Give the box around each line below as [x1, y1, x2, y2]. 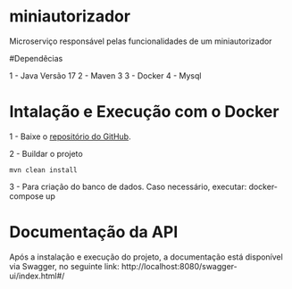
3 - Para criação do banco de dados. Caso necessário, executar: [9, 181, 247, 192]
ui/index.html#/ [9, 270, 65, 281]
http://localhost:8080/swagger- [121, 260, 238, 271]
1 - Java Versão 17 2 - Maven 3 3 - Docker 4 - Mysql [9, 70, 202, 81]
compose [9, 190, 45, 202]
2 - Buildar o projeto [9, 148, 83, 159]
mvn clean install [9, 165, 78, 175]
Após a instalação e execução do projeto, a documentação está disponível [9, 252, 283, 262]
